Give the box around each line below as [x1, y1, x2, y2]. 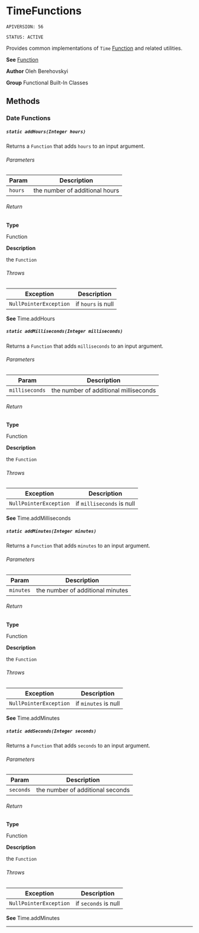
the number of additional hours [33, 186, 120, 195]
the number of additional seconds [36, 786, 130, 794]
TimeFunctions [6, 4, 82, 18]
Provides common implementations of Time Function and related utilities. [6, 45, 182, 52]
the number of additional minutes [36, 586, 129, 594]
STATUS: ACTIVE [6, 34, 44, 40]
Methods [6, 96, 40, 106]
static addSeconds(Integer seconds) [6, 728, 97, 734]
